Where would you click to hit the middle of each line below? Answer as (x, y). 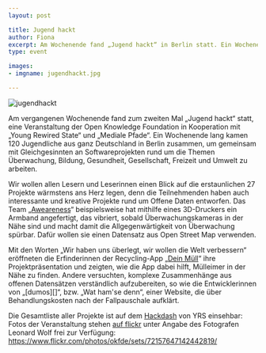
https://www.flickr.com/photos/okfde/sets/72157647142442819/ (113, 340)
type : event (28, 52)
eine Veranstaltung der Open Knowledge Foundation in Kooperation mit (124, 127)
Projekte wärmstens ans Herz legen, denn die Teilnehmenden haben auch (129, 192)
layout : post (30, 15)
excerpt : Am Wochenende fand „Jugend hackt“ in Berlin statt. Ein (120, 44)
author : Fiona (32, 37)
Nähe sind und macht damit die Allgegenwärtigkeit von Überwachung (122, 226)
